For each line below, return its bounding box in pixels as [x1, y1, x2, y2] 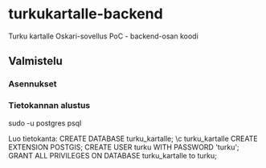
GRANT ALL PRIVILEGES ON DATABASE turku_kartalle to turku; [8, 150, 217, 160]
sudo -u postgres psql [8, 118, 82, 128]
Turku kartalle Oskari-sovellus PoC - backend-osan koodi [8, 31, 198, 41]
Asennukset [8, 78, 57, 90]
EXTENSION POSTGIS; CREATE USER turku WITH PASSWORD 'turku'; [8, 142, 239, 152]
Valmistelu [8, 54, 63, 68]
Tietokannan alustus [8, 100, 91, 111]
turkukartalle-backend [8, 5, 163, 23]
